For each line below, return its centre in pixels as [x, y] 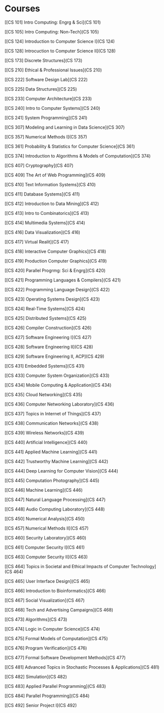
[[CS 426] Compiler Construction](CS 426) [48, 328]
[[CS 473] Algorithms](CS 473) [36, 619]
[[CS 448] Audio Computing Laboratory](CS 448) [55, 509]
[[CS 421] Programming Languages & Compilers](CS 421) [63, 280]
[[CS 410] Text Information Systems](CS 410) [50, 184]
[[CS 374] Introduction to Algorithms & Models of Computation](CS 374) [78, 156]
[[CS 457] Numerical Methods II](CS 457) [47, 528]
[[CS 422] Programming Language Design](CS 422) [57, 289]
